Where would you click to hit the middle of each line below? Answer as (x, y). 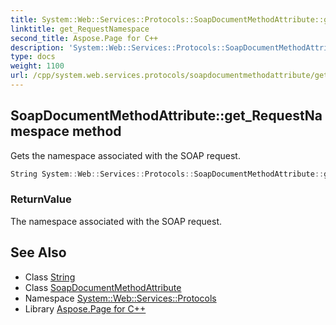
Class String (50, 277)
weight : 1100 (37, 66)
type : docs (33, 57)
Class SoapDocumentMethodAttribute (103, 287)
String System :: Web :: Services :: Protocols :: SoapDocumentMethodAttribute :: (167, 174)
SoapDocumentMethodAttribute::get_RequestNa (166, 116)
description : (37, 47)
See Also (38, 252)
